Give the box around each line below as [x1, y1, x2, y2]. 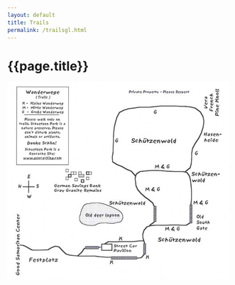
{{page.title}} [7, 58, 89, 74]
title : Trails [7, 18, 50, 26]
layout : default [7, 11, 55, 18]
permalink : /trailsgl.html [7, 26, 87, 33]
